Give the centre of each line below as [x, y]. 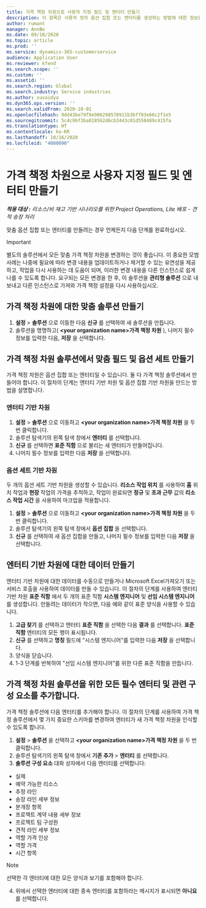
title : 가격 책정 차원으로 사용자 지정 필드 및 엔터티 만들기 [73, 12]
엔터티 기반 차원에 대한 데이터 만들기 [71, 565]
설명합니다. [31, 390]
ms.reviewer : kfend [31, 63]
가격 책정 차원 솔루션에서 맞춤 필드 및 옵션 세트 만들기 [100, 359]
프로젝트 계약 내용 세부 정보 [48, 814]
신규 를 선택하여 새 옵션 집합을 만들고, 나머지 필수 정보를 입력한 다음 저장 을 [105, 536]
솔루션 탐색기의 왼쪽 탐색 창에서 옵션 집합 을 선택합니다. [81, 528]
